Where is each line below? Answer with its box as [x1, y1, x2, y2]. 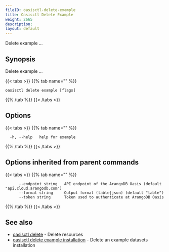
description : [5, 21, 33, 27]
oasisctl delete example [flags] [5, 88, 76, 93]
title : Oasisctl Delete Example [5, 12, 73, 17]
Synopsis [5, 55, 35, 63]
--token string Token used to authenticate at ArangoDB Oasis [18, 194, 164, 200]
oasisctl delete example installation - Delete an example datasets [12, 237, 148, 243]
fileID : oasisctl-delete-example [5, 7, 76, 13]
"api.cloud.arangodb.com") [5, 186, 62, 191]
